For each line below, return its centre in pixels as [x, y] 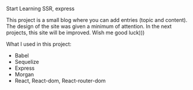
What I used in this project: [39, 44]
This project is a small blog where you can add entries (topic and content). [97, 20]
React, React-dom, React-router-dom [60, 81]
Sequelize [27, 62]
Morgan [24, 74]
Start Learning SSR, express [41, 9]
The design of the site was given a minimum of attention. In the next [89, 26]
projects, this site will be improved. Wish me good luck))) [75, 33]
